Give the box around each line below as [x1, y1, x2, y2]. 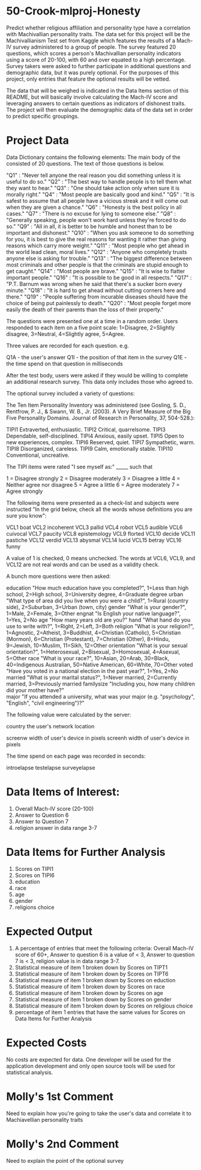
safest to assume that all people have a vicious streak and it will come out [6, 197, 188, 204]
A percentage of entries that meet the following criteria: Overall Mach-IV [14, 944, 194, 952]
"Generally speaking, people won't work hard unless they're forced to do [6, 216, 186, 223]
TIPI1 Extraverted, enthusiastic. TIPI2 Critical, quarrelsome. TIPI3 [6, 426, 166, 433]
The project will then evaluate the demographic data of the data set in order [6, 106, 193, 113]
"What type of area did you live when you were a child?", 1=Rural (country [6, 597, 189, 604]
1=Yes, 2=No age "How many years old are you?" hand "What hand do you [6, 616, 191, 624]
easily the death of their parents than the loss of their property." [6, 306, 164, 313]
